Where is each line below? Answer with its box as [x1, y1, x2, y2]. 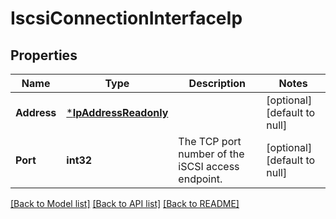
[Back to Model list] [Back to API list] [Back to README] [10, 198, 240, 209]
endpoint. [178, 172, 223, 186]
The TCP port [178, 135, 242, 148]
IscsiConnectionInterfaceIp [10, 7, 243, 30]
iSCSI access [178, 160, 240, 173]
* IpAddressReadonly [66, 106, 169, 119]
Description [188, 77, 247, 90]
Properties [10, 47, 78, 64]
